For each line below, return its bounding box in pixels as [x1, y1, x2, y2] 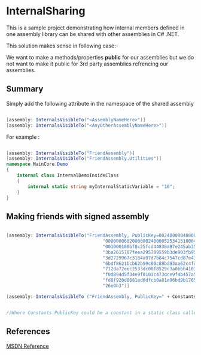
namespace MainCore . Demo [6, 161, 68, 168]
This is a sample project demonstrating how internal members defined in [6, 24, 185, 31]
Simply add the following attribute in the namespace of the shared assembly [6, 100, 194, 107]
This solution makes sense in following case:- [6, 42, 118, 49]
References [6, 326, 50, 337]
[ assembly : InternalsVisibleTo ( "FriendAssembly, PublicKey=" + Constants [6, 293, 197, 300]
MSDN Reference [6, 342, 49, 350]
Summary [6, 84, 44, 94]
